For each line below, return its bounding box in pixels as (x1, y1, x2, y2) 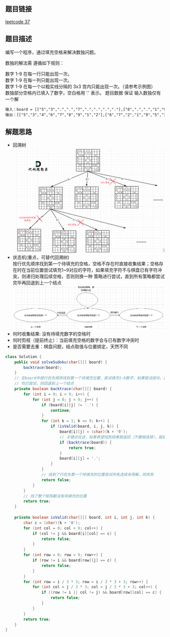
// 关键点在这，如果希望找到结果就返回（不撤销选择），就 (59, 434, 163, 439)
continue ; (50, 408, 71, 413)
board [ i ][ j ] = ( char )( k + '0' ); (59, 429, 128, 434)
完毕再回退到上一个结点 (12, 279, 62, 285)
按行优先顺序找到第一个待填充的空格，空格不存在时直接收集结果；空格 (12, 261, 159, 267)
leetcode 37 (5, 18, 30, 24)
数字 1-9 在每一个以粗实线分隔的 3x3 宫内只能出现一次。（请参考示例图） (5, 83, 156, 89)
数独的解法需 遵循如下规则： (5, 60, 64, 66)
